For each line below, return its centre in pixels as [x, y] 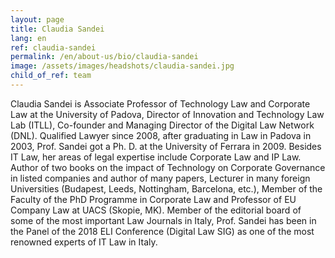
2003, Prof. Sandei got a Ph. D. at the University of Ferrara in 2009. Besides [166, 146]
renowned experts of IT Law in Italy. [84, 242]
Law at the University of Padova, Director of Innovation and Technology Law [167, 114]
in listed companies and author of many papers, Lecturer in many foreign [160, 178]
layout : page [37, 19]
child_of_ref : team [51, 76]
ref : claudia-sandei [53, 47]
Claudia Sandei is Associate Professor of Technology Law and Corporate [160, 103]
